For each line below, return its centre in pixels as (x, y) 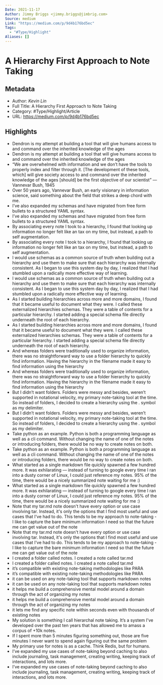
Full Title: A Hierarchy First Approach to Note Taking (64, 106)
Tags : (10, 28)
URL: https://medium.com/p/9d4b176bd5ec (56, 116)
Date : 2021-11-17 (23, 10)
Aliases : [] (17, 37)
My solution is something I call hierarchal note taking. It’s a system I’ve (82, 620)
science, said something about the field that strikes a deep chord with (82, 195)
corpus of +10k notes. (34, 630)
